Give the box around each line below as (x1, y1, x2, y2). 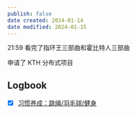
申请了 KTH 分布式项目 (7, 58, 73, 67)
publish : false (7, 10, 52, 18)
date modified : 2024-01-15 (7, 23, 87, 30)
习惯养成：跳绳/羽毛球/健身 (17, 99, 97, 108)
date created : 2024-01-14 (7, 17, 83, 24)
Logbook (7, 79, 47, 91)
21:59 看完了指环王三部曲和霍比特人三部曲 (7, 44, 131, 52)
